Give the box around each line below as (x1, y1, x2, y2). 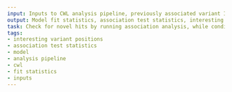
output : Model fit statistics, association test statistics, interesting (7, 17, 224, 24)
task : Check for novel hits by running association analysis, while (7, 23, 209, 30)
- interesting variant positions (7, 36, 104, 43)
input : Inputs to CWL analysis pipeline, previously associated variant (7, 10, 221, 17)
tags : (7, 29, 23, 37)
